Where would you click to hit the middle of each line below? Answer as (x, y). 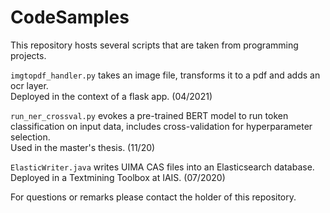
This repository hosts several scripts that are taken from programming (154, 45)
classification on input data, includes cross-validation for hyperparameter (161, 126)
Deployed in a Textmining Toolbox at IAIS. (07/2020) (118, 177)
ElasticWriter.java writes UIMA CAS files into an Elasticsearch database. (162, 167)
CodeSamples (70, 17)
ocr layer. (29, 85)
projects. (28, 55)
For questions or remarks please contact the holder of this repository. (153, 197)
